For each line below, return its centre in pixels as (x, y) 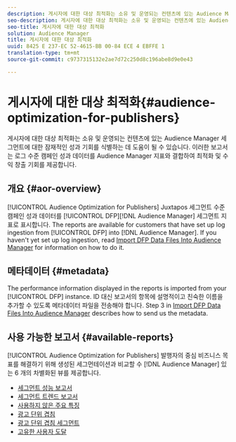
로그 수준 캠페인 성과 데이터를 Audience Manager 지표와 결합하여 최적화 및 (118, 156)
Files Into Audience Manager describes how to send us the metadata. (108, 314)
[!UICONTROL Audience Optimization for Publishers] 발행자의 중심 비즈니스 (114, 356)
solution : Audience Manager (48, 33)
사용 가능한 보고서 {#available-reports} (91, 337)
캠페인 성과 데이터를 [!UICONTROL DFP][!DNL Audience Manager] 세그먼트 (113, 215)
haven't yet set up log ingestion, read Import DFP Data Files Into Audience (114, 240)
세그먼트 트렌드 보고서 (48, 396)
